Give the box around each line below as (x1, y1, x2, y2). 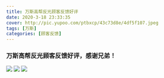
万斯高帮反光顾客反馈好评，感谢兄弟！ (6, 52, 116, 60)
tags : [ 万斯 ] (6, 25, 37, 32)
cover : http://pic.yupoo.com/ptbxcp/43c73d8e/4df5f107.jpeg (6, 20, 159, 26)
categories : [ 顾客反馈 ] (6, 31, 61, 37)
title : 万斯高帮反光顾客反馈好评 (6, 8, 79, 15)
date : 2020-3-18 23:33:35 (6, 14, 70, 20)
